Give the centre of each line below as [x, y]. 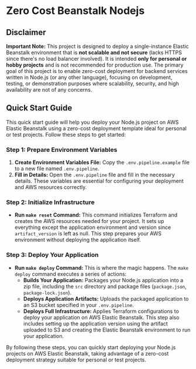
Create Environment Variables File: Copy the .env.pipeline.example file [102, 162]
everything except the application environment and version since [93, 227]
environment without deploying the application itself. [78, 240]
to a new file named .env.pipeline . [57, 169]
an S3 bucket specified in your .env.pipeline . [79, 305]
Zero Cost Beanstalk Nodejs [75, 11]
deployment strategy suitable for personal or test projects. [76, 360]
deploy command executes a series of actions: [71, 274]
